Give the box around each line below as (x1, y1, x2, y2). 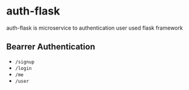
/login (15, 65, 32, 71)
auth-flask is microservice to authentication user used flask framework (6, 24, 183, 31)
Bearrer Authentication (6, 42, 96, 52)
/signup (15, 59, 35, 65)
